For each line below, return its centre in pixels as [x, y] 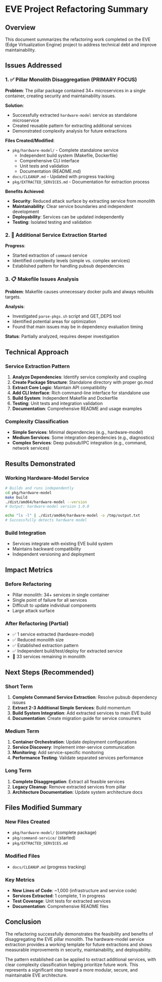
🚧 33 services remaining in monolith [49, 657]
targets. [13, 297]
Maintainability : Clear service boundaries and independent [73, 206]
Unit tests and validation [44, 166]
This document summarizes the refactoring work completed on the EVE [78, 39]
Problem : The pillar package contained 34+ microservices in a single [75, 90]
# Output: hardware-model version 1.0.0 [47, 507]
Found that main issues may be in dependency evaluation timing [78, 327]
